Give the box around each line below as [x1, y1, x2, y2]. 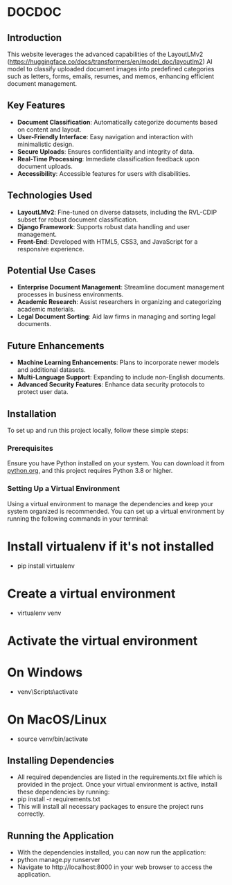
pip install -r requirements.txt [17, 795, 100, 803]
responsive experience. [17, 244, 84, 253]
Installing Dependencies [7, 754, 114, 766]
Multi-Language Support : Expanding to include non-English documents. [17, 373, 225, 382]
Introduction [7, 32, 62, 44]
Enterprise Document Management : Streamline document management [17, 283, 225, 292]
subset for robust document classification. [17, 215, 139, 224]
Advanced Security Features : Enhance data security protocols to [17, 380, 205, 388]
